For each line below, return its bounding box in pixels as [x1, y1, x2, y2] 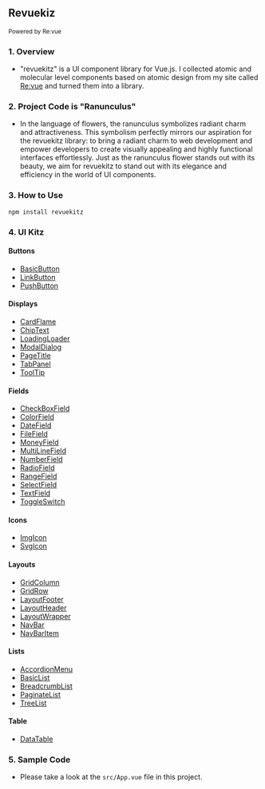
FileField [19, 429, 48, 439]
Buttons [8, 247, 36, 256]
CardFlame [19, 317, 57, 326]
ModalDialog [19, 342, 62, 352]
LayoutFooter [19, 594, 64, 604]
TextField [19, 488, 50, 498]
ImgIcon [19, 533, 47, 542]
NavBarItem [19, 628, 60, 637]
